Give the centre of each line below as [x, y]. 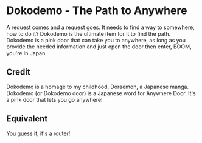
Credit [18, 72]
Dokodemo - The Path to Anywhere [97, 11]
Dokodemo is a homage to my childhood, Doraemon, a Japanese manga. [98, 87]
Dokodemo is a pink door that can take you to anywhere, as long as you [96, 40]
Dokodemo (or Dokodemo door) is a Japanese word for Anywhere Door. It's [101, 93]
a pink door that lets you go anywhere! [54, 99]
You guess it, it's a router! [38, 133]
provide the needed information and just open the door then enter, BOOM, [99, 47]
